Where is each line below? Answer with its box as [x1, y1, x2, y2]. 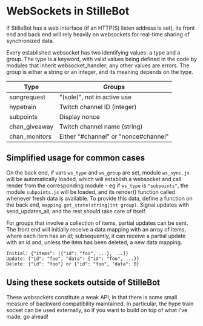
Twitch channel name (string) [59, 122, 143, 131]
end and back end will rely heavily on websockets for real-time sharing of [6, 30, 190, 38]
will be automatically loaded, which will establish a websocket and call [6, 175, 182, 182]
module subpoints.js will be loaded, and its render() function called [6, 188, 176, 195]
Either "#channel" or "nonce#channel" [59, 132, 169, 141]
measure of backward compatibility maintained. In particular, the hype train [6, 300, 194, 307]
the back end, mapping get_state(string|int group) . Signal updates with [6, 201, 190, 208]
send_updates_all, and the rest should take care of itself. [6, 207, 147, 215]
